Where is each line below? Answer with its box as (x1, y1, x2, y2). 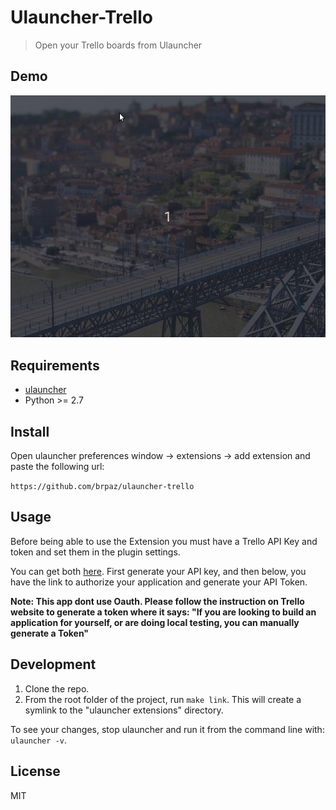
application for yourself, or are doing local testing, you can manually (10, 616, 300, 628)
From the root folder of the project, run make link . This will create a (24, 693, 302, 705)
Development (10, 656, 97, 673)
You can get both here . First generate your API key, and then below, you (10, 565, 307, 577)
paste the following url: (10, 461, 105, 473)
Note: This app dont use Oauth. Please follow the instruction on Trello (10, 595, 305, 607)
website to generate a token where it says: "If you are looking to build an (10, 606, 317, 618)
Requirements (10, 357, 100, 374)
